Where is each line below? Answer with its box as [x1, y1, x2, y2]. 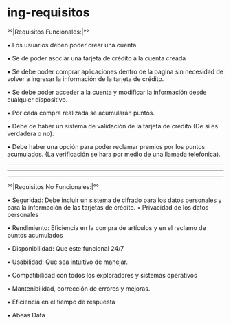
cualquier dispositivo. [7, 95, 68, 104]
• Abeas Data [7, 311, 46, 319]
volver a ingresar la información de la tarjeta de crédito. [7, 74, 164, 83]
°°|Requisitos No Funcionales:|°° [7, 182, 100, 190]
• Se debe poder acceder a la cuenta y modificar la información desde [7, 88, 208, 96]
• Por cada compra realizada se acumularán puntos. [7, 109, 155, 117]
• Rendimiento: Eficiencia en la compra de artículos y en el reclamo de [7, 223, 206, 232]
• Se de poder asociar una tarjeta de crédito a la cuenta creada [7, 54, 186, 63]
